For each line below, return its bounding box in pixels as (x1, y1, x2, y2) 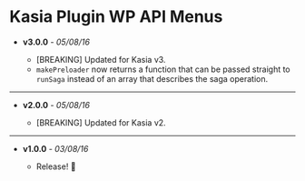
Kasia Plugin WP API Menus (9, 6, 223, 27)
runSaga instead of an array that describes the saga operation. (35, 73, 269, 84)
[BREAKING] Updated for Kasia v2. (35, 116, 166, 128)
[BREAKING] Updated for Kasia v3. (35, 54, 166, 65)
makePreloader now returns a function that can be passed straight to (35, 64, 290, 75)
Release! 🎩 (35, 161, 76, 172)
